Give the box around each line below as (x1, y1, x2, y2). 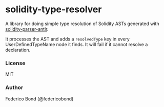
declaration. (5, 47, 31, 53)
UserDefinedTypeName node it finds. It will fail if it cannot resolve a (5, 41, 148, 47)
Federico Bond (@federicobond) (5, 96, 74, 102)
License (5, 59, 26, 67)
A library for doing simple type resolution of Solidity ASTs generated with (5, 20, 159, 27)
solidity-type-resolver (5, 4, 102, 15)
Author (5, 84, 24, 91)
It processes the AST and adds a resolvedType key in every (5, 36, 130, 42)
